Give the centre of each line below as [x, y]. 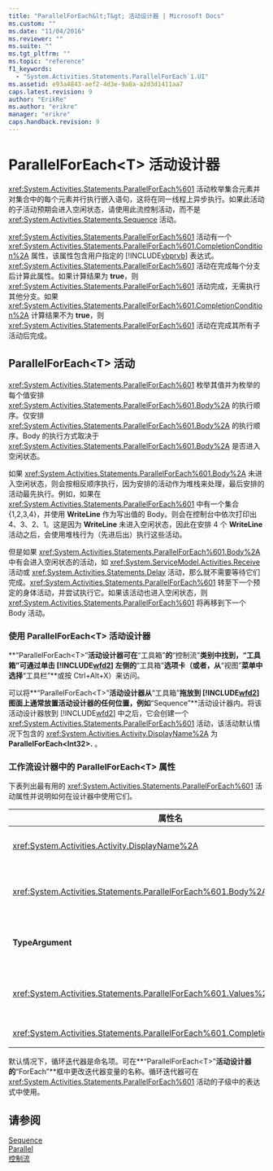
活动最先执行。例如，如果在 [55, 493]
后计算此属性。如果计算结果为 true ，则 [74, 276]
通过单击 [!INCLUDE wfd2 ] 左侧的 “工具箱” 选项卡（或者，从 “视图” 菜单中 [145, 665]
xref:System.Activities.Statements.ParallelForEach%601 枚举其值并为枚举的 [134, 384]
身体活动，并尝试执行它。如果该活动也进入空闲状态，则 [115, 592]
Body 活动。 [29, 612]
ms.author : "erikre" [43, 107]
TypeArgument [42, 943]
